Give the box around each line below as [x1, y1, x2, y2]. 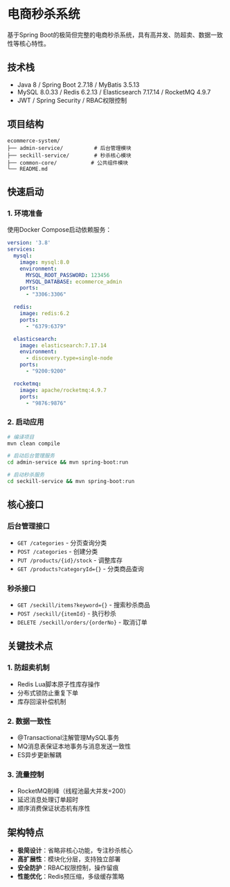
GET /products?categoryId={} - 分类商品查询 [17, 564, 144, 573]
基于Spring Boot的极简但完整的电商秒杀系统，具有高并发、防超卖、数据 [7, 31, 211, 39]
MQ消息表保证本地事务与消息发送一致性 [17, 742, 132, 750]
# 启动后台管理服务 [7, 453, 55, 459]
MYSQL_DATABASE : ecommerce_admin [25, 278, 123, 285]
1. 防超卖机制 [7, 663, 50, 673]
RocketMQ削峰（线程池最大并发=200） [17, 787, 130, 795]
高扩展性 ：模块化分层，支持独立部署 [17, 855, 121, 863]
